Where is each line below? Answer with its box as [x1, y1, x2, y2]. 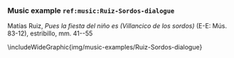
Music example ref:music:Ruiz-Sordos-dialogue [7, 6, 175, 16]
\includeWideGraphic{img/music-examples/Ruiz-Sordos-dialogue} [7, 43, 203, 52]
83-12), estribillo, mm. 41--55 [7, 29, 93, 37]
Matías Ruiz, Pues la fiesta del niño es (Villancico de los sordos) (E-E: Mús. [7, 22, 228, 30]
